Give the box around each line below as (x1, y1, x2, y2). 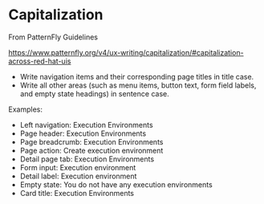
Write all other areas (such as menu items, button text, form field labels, (19, 80, 257, 90)
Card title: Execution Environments (19, 188, 135, 198)
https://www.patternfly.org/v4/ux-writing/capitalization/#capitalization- (8, 47, 244, 57)
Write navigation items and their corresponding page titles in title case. (19, 71, 254, 81)
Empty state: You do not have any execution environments (19, 179, 213, 190)
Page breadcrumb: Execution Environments (19, 137, 164, 146)
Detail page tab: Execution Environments (19, 154, 155, 164)
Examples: (8, 104, 43, 114)
